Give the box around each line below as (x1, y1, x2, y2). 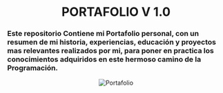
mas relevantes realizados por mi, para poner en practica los (7, 46, 214, 56)
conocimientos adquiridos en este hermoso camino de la (7, 54, 202, 64)
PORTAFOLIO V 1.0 (61, 4, 171, 20)
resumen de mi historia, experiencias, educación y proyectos (7, 37, 216, 47)
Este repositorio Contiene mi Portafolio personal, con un (7, 29, 199, 39)
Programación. (7, 63, 59, 73)
